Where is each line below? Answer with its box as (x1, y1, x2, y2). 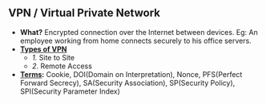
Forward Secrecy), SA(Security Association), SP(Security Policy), (19, 78, 236, 87)
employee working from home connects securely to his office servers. (19, 36, 252, 45)
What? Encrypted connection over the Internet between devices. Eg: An (19, 27, 258, 37)
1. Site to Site (31, 52, 75, 62)
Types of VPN (19, 44, 67, 54)
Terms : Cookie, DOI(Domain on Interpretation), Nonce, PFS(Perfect (19, 69, 243, 79)
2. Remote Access (31, 61, 92, 71)
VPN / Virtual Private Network (8, 6, 160, 20)
